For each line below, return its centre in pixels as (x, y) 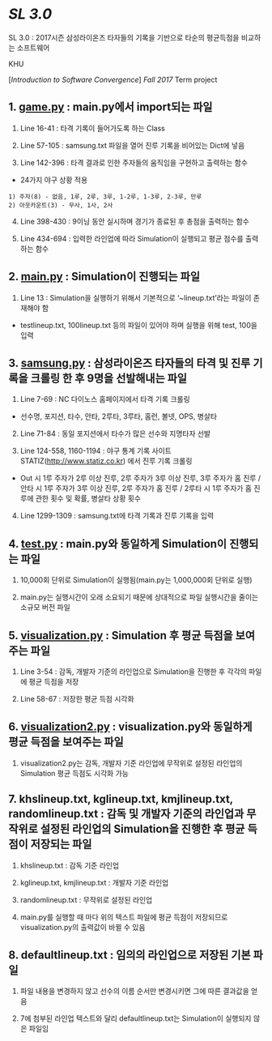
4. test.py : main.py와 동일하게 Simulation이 (118, 544)
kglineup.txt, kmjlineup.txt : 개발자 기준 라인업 (94, 882)
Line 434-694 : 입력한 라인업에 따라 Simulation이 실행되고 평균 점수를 (132, 238)
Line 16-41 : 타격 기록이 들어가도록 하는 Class (93, 128)
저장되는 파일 (61, 845)
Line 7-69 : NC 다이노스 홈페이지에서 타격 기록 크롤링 (105, 399)
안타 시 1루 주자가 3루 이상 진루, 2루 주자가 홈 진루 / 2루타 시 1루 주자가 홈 (136, 489)
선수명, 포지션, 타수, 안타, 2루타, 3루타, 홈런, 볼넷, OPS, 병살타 (118, 416)
